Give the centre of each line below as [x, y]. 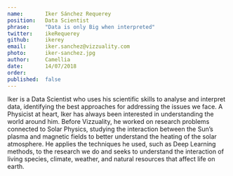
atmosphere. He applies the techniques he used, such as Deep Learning [112, 144]
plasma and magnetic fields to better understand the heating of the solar [112, 137]
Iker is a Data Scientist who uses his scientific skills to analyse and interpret [116, 99]
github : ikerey [36, 40]
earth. [16, 167]
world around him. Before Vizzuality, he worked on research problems [108, 122]
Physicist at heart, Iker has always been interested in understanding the [111, 114]
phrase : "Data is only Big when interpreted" [81, 27]
